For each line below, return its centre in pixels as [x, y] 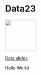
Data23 [20, 9]
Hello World [17, 67]
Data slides [17, 58]
